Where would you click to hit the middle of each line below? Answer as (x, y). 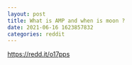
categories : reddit (36, 34)
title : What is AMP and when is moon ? (66, 21)
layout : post (27, 14)
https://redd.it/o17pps (39, 54)
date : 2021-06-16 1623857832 (50, 27)
